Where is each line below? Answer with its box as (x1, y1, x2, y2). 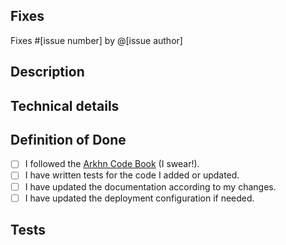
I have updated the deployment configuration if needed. (24, 192, 255, 204)
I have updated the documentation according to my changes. (24, 180, 277, 193)
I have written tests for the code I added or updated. (24, 169, 240, 181)
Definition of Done (10, 131, 127, 148)
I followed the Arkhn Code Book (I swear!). (24, 158, 200, 170)
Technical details (10, 97, 120, 114)
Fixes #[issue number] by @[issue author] (10, 34, 183, 46)
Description (10, 64, 85, 81)
